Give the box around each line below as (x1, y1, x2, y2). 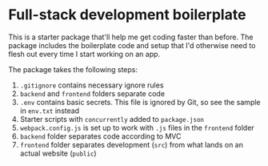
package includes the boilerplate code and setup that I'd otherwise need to (8, 40, 256, 50)
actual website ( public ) (19, 148, 98, 158)
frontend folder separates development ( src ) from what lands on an (19, 140, 244, 149)
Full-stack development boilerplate (8, 6, 246, 24)
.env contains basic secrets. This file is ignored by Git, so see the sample (19, 97, 262, 107)
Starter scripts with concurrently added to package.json (19, 114, 204, 123)
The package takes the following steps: (8, 64, 138, 74)
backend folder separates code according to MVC (19, 131, 182, 141)
